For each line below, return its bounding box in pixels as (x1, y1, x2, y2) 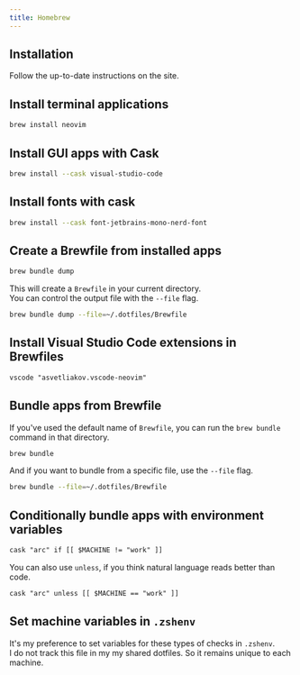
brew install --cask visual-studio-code (9, 169, 164, 178)
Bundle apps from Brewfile (9, 398, 162, 414)
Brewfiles (9, 349, 65, 365)
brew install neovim (9, 121, 87, 130)
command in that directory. (9, 432, 110, 442)
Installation (9, 47, 74, 62)
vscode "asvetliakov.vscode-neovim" (9, 373, 147, 382)
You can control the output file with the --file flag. (9, 293, 199, 304)
